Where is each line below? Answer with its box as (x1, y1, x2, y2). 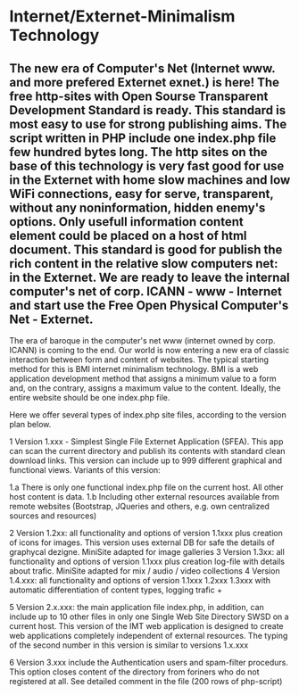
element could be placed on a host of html (9, 228, 247, 243)
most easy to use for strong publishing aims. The (9, 116, 287, 131)
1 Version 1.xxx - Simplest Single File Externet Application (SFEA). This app (9, 436, 284, 447)
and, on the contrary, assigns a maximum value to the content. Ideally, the (9, 383, 281, 393)
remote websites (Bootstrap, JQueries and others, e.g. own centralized (9, 501, 270, 511)
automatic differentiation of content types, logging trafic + (9, 584, 223, 595)
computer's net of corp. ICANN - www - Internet (9, 284, 283, 299)
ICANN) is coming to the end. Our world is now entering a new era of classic (9, 345, 290, 355)
